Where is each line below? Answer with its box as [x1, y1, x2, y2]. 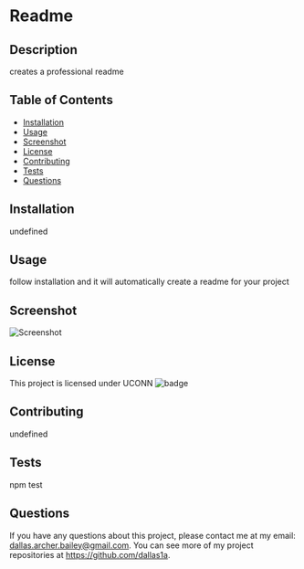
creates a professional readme [9, 66, 125, 77]
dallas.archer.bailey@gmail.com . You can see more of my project [9, 540, 254, 551]
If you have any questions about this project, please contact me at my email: [9, 530, 297, 541]
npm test [9, 479, 43, 490]
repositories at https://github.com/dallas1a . [9, 549, 171, 560]
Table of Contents [9, 92, 114, 108]
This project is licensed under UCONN [9, 378, 153, 389]
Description [9, 42, 78, 58]
